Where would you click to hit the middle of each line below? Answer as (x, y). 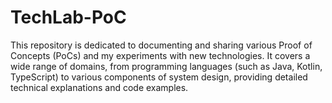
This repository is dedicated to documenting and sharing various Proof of (161, 45)
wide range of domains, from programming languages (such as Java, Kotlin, (166, 66)
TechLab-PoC (68, 17)
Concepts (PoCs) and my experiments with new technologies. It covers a (160, 55)
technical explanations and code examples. (99, 87)
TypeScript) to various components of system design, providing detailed (159, 77)
